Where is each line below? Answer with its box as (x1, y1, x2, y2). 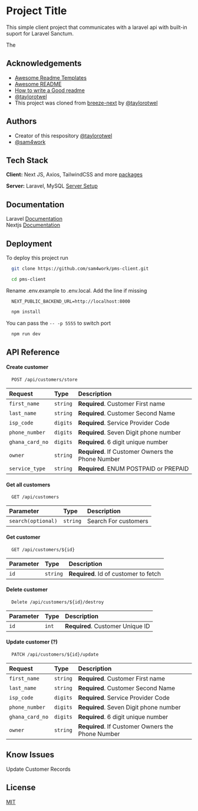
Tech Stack (6, 155, 48, 165)
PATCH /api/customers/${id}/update (11, 651, 99, 658)
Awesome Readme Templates (14, 74, 87, 81)
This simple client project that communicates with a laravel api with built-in (6, 24, 187, 31)
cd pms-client (11, 276, 46, 282)
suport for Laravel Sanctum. (6, 30, 74, 37)
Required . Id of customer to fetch (68, 570, 161, 578)
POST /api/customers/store (11, 377, 78, 383)
